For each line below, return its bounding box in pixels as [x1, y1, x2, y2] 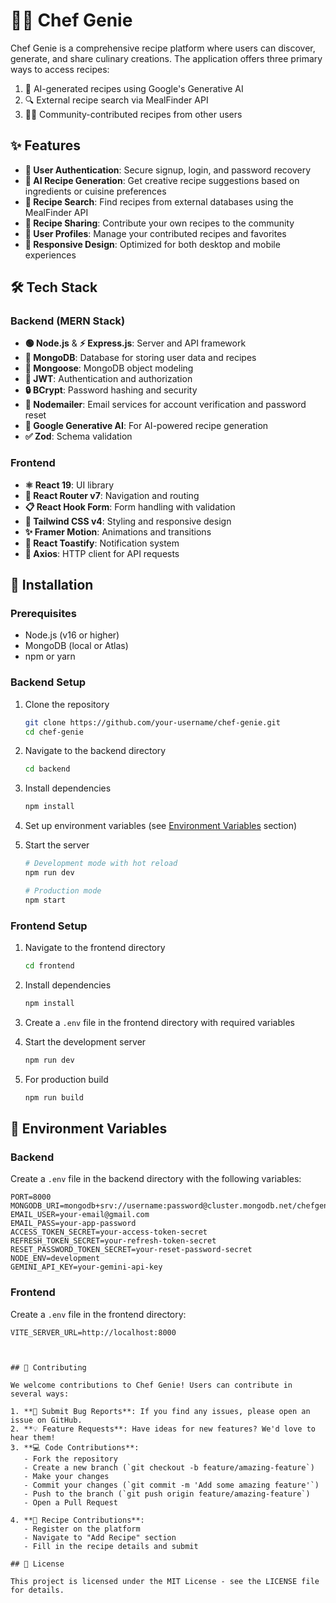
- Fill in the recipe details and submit [23, 1541, 199, 1551]
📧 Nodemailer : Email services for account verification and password [24, 399, 307, 411]
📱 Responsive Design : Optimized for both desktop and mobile [24, 238, 281, 250]
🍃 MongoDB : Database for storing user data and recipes [24, 352, 257, 364]
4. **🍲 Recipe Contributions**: [10, 1515, 145, 1525]
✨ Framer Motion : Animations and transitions [24, 525, 212, 538]
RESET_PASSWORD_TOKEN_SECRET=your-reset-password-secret [10, 1245, 253, 1255]
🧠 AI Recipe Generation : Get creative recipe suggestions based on [24, 174, 300, 186]
